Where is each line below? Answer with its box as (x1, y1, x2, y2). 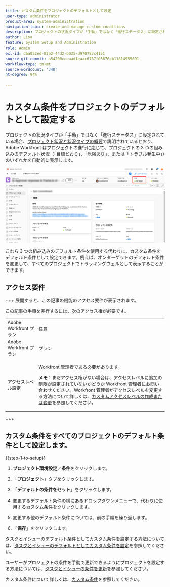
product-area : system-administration (5, 19, 85, 24)
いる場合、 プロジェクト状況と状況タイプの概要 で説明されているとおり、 (5, 138, 156, 144)
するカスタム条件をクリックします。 (17, 504, 93, 510)
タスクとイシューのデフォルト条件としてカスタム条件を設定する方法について (5, 536, 165, 542)
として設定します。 (12, 441, 71, 449)
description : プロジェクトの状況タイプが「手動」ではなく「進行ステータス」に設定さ (5, 29, 163, 35)
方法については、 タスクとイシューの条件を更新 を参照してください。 (9, 566, 151, 572)
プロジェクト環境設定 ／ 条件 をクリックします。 (12, 465, 110, 471)
